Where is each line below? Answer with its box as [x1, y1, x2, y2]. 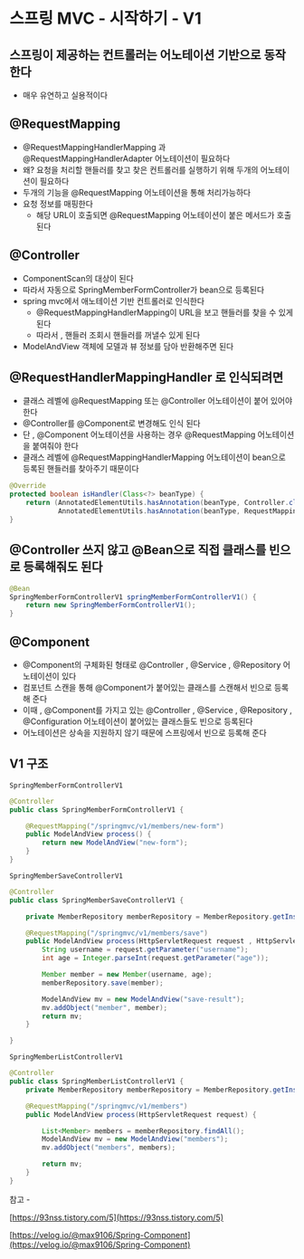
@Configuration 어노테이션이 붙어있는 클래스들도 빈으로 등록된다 [22, 716, 253, 727]
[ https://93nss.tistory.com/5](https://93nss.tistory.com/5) [9, 1212, 224, 1223]
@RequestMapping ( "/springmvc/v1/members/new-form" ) [25, 821, 224, 831]
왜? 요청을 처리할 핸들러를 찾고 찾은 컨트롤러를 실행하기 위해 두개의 [22, 164, 259, 175]
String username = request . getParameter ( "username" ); [42, 945, 249, 955]
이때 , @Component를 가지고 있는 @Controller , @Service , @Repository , [22, 704, 292, 715]
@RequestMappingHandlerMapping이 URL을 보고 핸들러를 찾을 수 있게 [35, 307, 294, 318]
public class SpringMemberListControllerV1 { [9, 1077, 184, 1086]
